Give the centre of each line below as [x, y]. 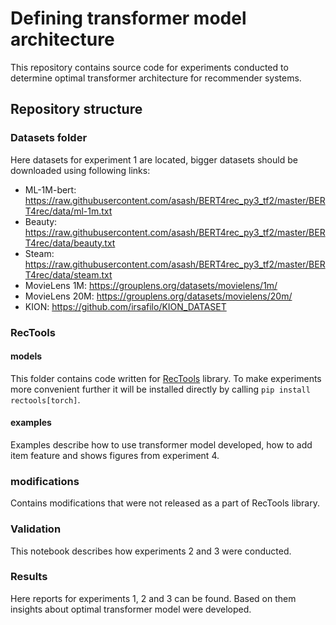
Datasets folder [49, 138]
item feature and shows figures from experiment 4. [115, 455]
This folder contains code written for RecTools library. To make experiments [166, 378]
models [26, 356]
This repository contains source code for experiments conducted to [149, 67]
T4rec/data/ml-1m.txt [68, 211]
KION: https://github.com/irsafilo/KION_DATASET [125, 306]
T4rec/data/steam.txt [68, 274]
